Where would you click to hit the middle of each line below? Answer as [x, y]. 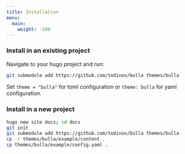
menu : [13, 18]
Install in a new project [41, 109]
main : [19, 23]
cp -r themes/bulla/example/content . [56, 139]
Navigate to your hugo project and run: [55, 64]
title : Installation [33, 12]
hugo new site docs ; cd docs [43, 122]
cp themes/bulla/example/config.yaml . [57, 145]
